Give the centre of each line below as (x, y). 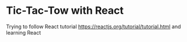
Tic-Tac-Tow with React (65, 11)
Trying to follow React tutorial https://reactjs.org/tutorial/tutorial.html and (93, 26)
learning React (24, 32)
